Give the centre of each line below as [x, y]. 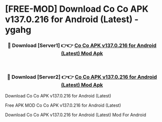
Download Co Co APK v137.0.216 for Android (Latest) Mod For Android [76, 115]
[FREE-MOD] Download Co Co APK [77, 9]
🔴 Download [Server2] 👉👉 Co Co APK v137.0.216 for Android [82, 77]
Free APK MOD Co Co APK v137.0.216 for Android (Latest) [63, 105]
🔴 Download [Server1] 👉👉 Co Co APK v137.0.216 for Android [82, 46]
